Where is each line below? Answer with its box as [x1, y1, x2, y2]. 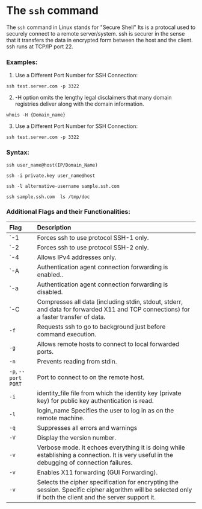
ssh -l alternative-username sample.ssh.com [6, 183, 120, 189]
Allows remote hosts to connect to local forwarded [37, 339, 180, 348]
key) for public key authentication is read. [37, 396, 154, 405]
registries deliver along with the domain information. [14, 100, 144, 107]
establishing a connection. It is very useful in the [37, 450, 173, 459]
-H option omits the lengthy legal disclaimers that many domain [14, 94, 173, 101]
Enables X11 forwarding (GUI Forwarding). [37, 468, 158, 476]
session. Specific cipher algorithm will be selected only [37, 485, 192, 494]
